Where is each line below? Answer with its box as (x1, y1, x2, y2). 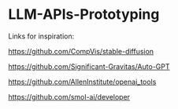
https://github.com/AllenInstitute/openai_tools (8, 77, 157, 86)
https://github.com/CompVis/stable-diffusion (8, 46, 154, 56)
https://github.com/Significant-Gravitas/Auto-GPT (8, 61, 171, 71)
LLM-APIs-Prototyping (8, 5, 160, 24)
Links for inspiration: (8, 31, 75, 41)
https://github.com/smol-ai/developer (8, 92, 131, 101)
